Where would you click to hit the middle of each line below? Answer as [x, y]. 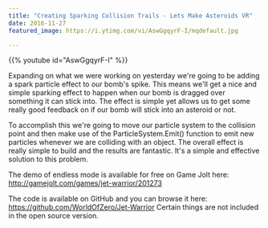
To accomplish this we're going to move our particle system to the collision [132, 126]
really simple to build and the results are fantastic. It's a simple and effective [134, 151]
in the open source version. [53, 216]
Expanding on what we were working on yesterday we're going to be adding [134, 76]
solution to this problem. [48, 159]
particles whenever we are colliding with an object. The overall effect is [126, 142]
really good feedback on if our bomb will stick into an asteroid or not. [122, 110]
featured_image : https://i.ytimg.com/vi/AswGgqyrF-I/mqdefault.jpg [124, 30]
